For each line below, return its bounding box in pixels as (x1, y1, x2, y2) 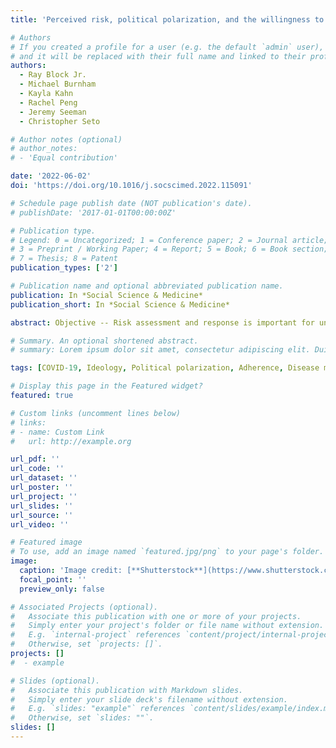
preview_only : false (19, 584, 105, 594)
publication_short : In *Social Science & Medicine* (10, 299, 230, 310)
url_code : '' (10, 464, 65, 474)
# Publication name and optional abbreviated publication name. (10, 281, 284, 291)
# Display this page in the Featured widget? (10, 381, 203, 391)
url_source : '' (10, 510, 74, 520)
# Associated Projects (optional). (10, 602, 159, 612)
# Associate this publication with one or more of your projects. (10, 611, 302, 621)
